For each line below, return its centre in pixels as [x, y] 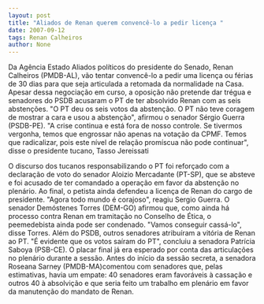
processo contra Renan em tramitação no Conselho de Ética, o [110, 217]
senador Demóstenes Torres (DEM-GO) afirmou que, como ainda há [119, 208]
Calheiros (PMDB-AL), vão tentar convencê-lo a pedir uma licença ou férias [131, 76]
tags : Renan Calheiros [45, 37]
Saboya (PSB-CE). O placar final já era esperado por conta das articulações [131, 250]
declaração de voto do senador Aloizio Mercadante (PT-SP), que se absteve [132, 175]
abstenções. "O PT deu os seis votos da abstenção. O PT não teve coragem [131, 109]
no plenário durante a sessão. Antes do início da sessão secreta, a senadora [132, 258]
